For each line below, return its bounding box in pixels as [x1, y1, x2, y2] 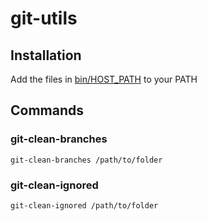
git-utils [10, 7, 78, 30]
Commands [10, 102, 85, 119]
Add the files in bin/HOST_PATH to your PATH [10, 73, 198, 85]
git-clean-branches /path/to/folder [10, 155, 163, 165]
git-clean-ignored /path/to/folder [10, 200, 159, 211]
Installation [10, 47, 82, 64]
